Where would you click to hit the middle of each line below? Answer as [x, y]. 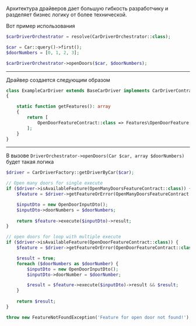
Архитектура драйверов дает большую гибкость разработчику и [87, 8]
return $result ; [36, 301]
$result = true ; [36, 258]
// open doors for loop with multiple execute [64, 237]
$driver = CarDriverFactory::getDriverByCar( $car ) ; [70, 173]
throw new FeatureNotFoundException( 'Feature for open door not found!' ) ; [99, 317]
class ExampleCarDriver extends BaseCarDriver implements [78, 91]
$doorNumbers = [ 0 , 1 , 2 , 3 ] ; [43, 53]
